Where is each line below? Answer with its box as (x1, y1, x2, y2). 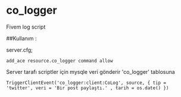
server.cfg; (6, 46, 33, 54)
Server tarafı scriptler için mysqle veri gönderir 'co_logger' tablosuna (6, 68, 176, 75)
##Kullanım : (6, 35, 37, 42)
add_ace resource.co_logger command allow (6, 58, 113, 64)
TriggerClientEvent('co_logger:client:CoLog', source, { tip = (6, 80, 167, 86)
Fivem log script (6, 23, 46, 30)
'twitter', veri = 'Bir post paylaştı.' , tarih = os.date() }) (6, 85, 169, 91)
